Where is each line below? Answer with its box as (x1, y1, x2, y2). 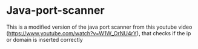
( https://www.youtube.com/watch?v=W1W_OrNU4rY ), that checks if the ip (6, 29, 191, 36)
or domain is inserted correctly (6, 36, 83, 43)
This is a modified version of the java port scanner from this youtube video (6, 23, 193, 30)
